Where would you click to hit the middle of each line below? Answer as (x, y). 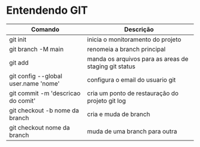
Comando (45, 29)
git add (19, 62)
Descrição (139, 29)
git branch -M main (36, 49)
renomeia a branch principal (126, 49)
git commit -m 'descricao (45, 93)
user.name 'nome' (35, 83)
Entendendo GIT (47, 10)
